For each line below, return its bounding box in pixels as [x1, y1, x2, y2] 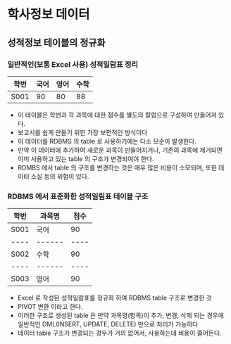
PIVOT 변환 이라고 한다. [17, 302, 83, 311]
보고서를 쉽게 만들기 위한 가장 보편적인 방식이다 [17, 128, 148, 136]
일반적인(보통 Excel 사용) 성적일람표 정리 [7, 59, 139, 69]
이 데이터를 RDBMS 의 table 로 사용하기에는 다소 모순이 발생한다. [17, 136, 197, 145]
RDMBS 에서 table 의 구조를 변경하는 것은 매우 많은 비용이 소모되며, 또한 [17, 163, 217, 172]
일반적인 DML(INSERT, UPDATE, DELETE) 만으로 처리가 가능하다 [17, 320, 199, 329]
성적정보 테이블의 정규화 [7, 37, 106, 49]
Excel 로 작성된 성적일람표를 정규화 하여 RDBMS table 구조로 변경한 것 [17, 293, 213, 302]
